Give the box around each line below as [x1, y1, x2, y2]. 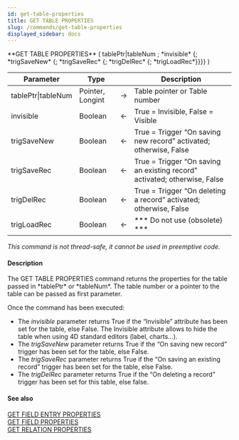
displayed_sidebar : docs [7, 30, 81, 38]
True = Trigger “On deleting [134, 186, 226, 196]
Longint [79, 95, 105, 105]
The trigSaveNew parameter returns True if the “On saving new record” [17, 340, 228, 349]
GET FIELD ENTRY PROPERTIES [7, 410, 101, 419]
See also [7, 394, 33, 403]
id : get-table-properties [7, 10, 84, 18]
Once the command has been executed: [7, 303, 124, 312]
